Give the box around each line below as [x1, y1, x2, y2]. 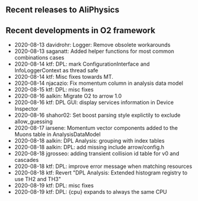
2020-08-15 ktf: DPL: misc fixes [14, 86, 94, 93]
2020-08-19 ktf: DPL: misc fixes [14, 182, 94, 189]
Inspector [14, 105, 39, 113]
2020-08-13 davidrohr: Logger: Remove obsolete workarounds [14, 42, 171, 49]
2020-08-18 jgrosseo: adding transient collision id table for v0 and [14, 150, 179, 157]
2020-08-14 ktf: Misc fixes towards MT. [14, 73, 114, 81]
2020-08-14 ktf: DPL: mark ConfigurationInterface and [14, 60, 150, 68]
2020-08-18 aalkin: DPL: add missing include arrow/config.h [14, 144, 165, 151]
